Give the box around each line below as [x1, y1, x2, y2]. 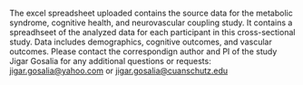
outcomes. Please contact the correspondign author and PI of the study [9, 46, 278, 57]
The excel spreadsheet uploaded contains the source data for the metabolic [9, 8, 293, 18]
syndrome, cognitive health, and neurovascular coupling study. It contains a [9, 17, 293, 28]
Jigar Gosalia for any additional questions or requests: [9, 56, 211, 66]
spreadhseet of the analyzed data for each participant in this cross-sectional [9, 27, 296, 37]
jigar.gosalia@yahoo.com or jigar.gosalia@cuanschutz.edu [9, 65, 229, 76]
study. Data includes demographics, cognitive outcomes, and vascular [9, 36, 272, 47]
